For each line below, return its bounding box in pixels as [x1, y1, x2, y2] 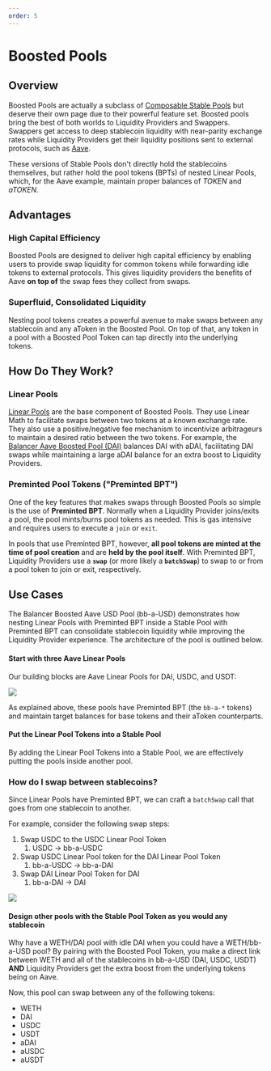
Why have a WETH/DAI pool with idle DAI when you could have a [8, 938, 224, 947]
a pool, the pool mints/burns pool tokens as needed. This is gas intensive [8, 514, 252, 524]
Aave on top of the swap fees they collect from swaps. [8, 277, 191, 286]
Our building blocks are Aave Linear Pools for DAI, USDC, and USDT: [8, 671, 237, 681]
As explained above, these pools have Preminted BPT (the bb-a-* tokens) [8, 702, 252, 712]
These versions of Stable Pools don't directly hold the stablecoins [8, 159, 228, 168]
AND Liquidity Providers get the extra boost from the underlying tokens [8, 963, 247, 973]
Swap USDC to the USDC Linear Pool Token [19, 835, 167, 845]
